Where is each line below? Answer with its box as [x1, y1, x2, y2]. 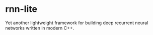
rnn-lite [5, 3, 38, 15]
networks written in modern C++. [5, 25, 74, 31]
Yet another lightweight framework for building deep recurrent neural [5, 20, 148, 26]
